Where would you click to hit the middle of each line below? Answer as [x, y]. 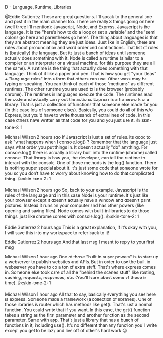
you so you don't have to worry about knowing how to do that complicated [80, 173]
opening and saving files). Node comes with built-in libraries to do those [77, 211]
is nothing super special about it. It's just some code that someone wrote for [81, 168]
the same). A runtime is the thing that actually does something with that [77, 68]
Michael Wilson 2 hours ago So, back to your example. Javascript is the [77, 190]
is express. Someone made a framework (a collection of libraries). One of [78, 299]
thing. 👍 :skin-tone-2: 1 [28, 179]
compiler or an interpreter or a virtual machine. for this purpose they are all [80, 63]
